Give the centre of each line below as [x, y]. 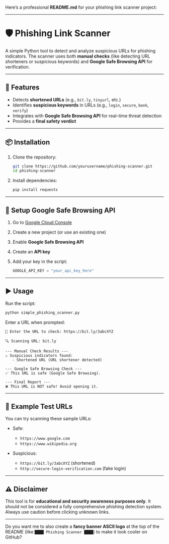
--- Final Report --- [28, 382]
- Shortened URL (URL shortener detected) [57, 360]
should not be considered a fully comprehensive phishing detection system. [84, 507]
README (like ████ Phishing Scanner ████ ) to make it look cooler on [76, 532]
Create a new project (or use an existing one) [59, 232]
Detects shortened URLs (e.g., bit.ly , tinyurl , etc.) [67, 99]
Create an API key [31, 252]
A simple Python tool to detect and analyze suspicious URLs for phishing [80, 50]
